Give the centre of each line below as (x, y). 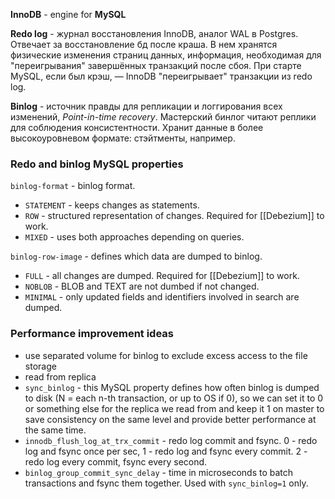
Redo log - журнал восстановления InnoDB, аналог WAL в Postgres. (154, 33)
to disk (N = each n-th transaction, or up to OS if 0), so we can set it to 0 (174, 398)
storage (40, 366)
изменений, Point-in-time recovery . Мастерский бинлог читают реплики (163, 117)
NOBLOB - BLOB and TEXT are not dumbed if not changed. (142, 286)
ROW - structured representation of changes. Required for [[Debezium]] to (174, 216)
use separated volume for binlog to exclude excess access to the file (166, 355)
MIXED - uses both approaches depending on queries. (134, 237)
